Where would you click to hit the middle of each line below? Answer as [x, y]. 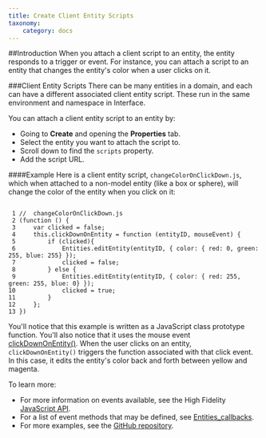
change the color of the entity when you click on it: [92, 192]
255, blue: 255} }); [43, 256]
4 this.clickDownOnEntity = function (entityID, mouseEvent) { [126, 235]
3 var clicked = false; [58, 228]
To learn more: [32, 384]
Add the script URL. [52, 159]
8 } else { [44, 270]
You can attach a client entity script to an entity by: [92, 119]
